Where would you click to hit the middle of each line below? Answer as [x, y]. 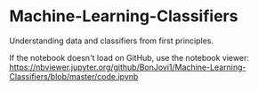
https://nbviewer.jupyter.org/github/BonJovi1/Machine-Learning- [128, 67]
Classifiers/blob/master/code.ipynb [74, 76]
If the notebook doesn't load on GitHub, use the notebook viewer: [129, 57]
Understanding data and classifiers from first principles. [112, 41]
